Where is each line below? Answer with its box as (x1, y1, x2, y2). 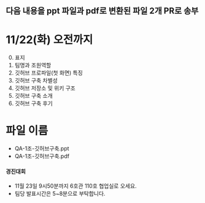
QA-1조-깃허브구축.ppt (14, 145, 69, 152)
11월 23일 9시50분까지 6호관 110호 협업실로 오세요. (14, 182, 137, 190)
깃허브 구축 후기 (14, 100, 53, 107)
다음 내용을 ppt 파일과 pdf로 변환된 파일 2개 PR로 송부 (6, 6, 199, 17)
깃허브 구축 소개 (14, 92, 53, 100)
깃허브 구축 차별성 (14, 77, 58, 84)
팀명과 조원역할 (14, 62, 52, 69)
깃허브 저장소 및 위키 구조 (14, 84, 76, 92)
